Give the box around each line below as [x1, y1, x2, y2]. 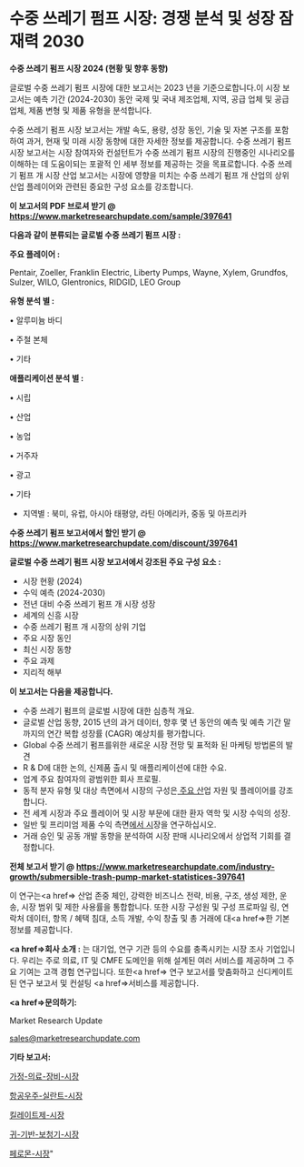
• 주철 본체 [9, 334, 48, 345]
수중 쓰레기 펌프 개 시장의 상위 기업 [22, 620, 147, 632]
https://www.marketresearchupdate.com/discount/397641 [9, 538, 238, 548]
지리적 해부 [22, 666, 63, 678]
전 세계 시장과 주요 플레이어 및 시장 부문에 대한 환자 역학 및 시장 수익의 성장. [22, 807, 291, 819]
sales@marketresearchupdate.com [9, 1032, 141, 1043]
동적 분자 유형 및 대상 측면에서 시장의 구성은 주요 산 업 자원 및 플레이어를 [22, 784, 277, 796]
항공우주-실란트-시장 [9, 1090, 83, 1101]
